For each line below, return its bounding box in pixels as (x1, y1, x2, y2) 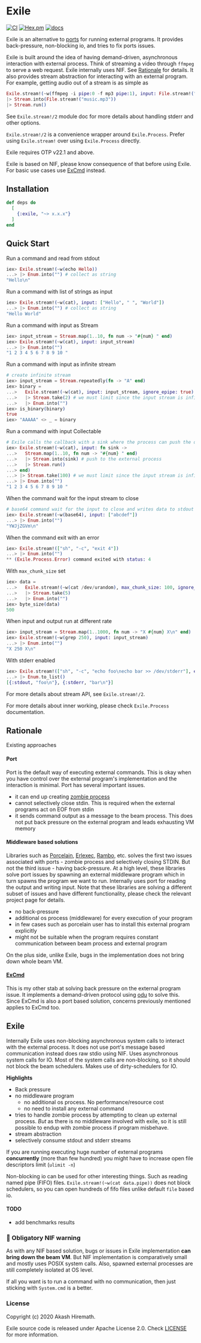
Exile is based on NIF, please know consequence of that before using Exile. (6, 160, 191, 167)
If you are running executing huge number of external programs (6, 1148, 163, 1156)
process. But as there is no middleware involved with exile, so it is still (14, 1117, 187, 1124)
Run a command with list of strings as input (6, 288, 112, 295)
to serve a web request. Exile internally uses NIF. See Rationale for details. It (6, 66, 194, 73)
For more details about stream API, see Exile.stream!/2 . (6, 690, 145, 697)
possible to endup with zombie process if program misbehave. (14, 1124, 169, 1131)
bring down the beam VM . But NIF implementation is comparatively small (6, 1254, 187, 1261)
